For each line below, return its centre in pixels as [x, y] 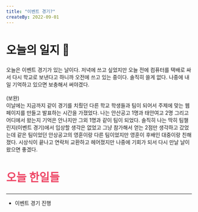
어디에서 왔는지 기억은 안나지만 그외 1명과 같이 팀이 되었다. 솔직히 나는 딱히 [92, 120]
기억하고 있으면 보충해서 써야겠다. [51, 85]
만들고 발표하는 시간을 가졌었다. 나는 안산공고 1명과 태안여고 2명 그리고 [108, 113]
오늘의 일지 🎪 [38, 49]
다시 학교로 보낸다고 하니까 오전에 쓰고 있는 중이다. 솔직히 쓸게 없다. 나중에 [98, 78]
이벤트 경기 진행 [33, 203]
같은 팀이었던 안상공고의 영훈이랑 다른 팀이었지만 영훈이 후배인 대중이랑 [99, 135]
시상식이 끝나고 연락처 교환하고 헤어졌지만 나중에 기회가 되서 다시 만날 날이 [104, 142]
